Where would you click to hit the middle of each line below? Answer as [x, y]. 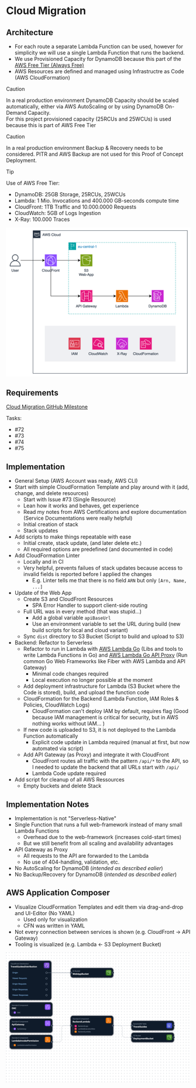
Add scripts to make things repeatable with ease [73, 537]
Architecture [30, 33]
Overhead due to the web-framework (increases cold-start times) [102, 837]
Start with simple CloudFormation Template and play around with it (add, [102, 487]
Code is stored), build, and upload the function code [86, 693]
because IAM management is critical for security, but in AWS [105, 717]
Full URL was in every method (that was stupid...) [82, 612]
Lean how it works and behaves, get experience [81, 506]
